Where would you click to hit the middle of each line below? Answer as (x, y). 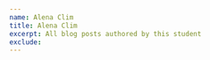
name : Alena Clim (42, 17)
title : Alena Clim (43, 26)
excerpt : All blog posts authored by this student (105, 34)
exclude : (25, 42)
